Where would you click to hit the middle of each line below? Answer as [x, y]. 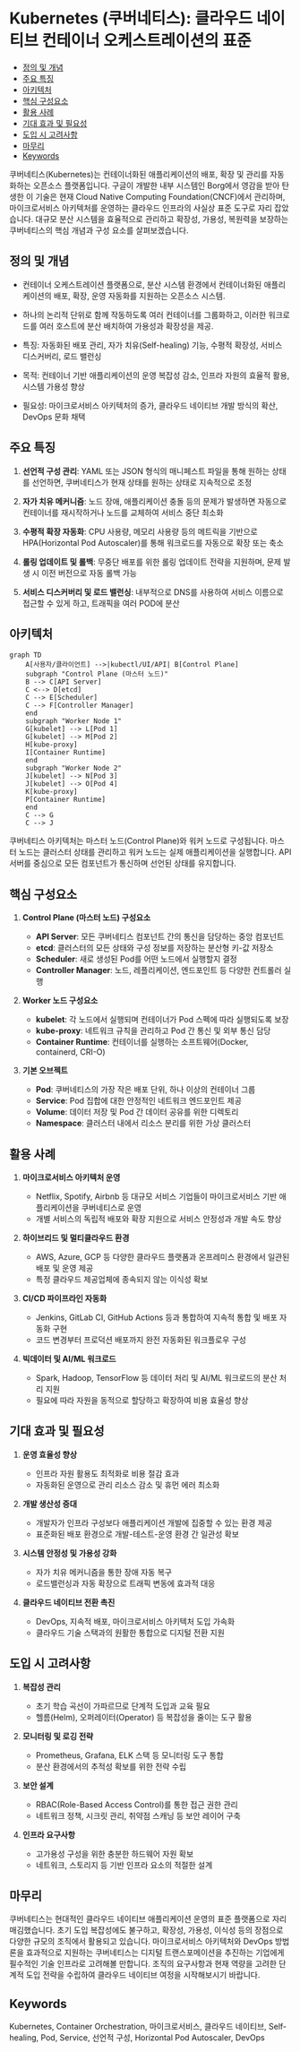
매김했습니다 [31, 1930]
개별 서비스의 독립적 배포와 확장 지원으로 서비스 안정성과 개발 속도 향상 [159, 1219]
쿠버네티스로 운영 [111, 1207]
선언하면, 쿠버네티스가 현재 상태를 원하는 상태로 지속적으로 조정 [142, 482]
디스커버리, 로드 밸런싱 [62, 356]
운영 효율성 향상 [50, 1454]
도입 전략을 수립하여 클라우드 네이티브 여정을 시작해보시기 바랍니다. [143, 1975]
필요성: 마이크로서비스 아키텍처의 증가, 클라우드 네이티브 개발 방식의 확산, [150, 405]
